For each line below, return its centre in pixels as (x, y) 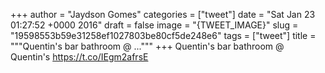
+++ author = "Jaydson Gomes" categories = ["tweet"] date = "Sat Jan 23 (163, 14)
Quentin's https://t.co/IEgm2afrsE (79, 57)
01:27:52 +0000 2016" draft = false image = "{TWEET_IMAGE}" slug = (154, 25)
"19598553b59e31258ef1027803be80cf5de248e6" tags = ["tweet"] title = (163, 35)
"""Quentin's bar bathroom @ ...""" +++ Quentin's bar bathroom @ (147, 46)
